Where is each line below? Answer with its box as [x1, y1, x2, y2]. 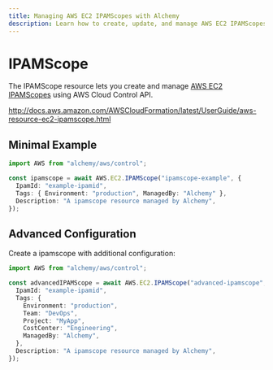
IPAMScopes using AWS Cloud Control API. [8, 90, 154, 100]
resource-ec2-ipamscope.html [8, 115, 111, 124]
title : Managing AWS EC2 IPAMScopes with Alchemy [8, 11, 180, 20]
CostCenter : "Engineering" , [23, 324, 118, 333]
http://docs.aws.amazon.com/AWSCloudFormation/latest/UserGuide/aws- [8, 106, 257, 115]
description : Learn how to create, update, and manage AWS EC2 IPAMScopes [8, 20, 267, 28]
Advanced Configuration [8, 227, 136, 241]
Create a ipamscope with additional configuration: [8, 249, 176, 259]
